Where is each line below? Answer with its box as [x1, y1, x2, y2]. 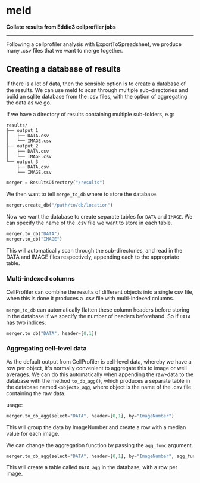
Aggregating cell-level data [6, 344, 87, 353]
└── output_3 [6, 159, 39, 165]
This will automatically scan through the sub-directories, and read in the [6, 247, 183, 254]
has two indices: [6, 319, 46, 326]
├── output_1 [6, 127, 39, 133]
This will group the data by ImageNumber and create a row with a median [6, 423, 186, 430]
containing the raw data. [6, 389, 66, 397]
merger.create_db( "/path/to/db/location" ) [6, 202, 113, 208]
